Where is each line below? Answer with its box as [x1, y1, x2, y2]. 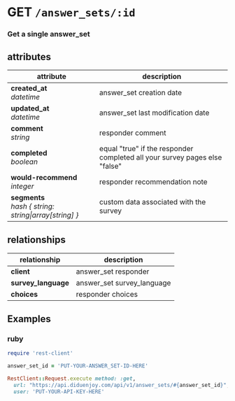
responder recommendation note [99, 176, 208, 186]
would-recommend [10, 172, 78, 182]
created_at [10, 83, 48, 93]
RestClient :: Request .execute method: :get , [7, 375, 136, 382]
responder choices [76, 289, 138, 299]
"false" [99, 161, 122, 171]
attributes [7, 50, 51, 63]
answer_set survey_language [76, 278, 171, 288]
